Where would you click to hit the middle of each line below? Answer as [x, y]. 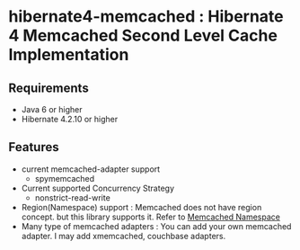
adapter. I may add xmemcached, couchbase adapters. [124, 236]
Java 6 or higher [52, 109]
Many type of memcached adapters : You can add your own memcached [156, 226]
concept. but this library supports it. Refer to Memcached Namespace [150, 217]
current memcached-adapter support [91, 169]
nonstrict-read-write [73, 197]
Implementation [69, 55]
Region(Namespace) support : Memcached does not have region [141, 207]
